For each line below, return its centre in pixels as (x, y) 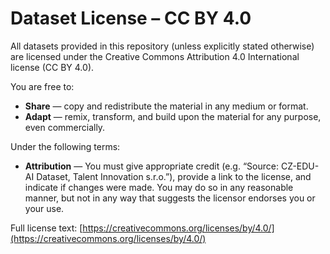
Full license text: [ (46, 228)
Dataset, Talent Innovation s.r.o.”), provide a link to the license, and (174, 176)
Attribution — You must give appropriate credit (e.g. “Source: (151, 166)
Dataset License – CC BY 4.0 (131, 18)
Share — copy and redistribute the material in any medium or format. (166, 106)
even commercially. (65, 127)
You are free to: (42, 86)
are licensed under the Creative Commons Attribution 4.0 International (155, 56)
